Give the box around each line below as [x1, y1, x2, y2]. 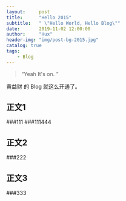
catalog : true [6, 43, 42, 49]
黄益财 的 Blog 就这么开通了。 [6, 83, 81, 90]
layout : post [6, 8, 50, 15]
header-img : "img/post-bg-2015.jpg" [6, 37, 99, 43]
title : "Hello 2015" [6, 14, 71, 21]
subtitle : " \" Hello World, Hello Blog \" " [6, 20, 121, 26]
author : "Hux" [6, 31, 53, 37]
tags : [6, 48, 20, 54]
